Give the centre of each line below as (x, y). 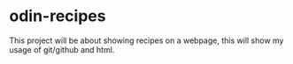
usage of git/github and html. (62, 49)
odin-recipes (58, 16)
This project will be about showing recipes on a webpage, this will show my (146, 40)
